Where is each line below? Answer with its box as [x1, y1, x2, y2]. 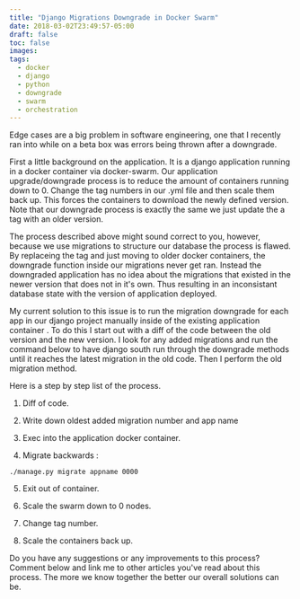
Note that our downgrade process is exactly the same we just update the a [9, 204, 286, 216]
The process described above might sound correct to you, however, [9, 231, 260, 242]
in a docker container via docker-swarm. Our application [9, 166, 218, 177]
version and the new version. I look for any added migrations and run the [9, 334, 278, 346]
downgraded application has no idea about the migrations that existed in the [9, 269, 292, 280]
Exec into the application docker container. [22, 433, 181, 444]
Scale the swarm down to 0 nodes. [22, 500, 152, 512]
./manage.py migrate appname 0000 [9, 468, 139, 477]
